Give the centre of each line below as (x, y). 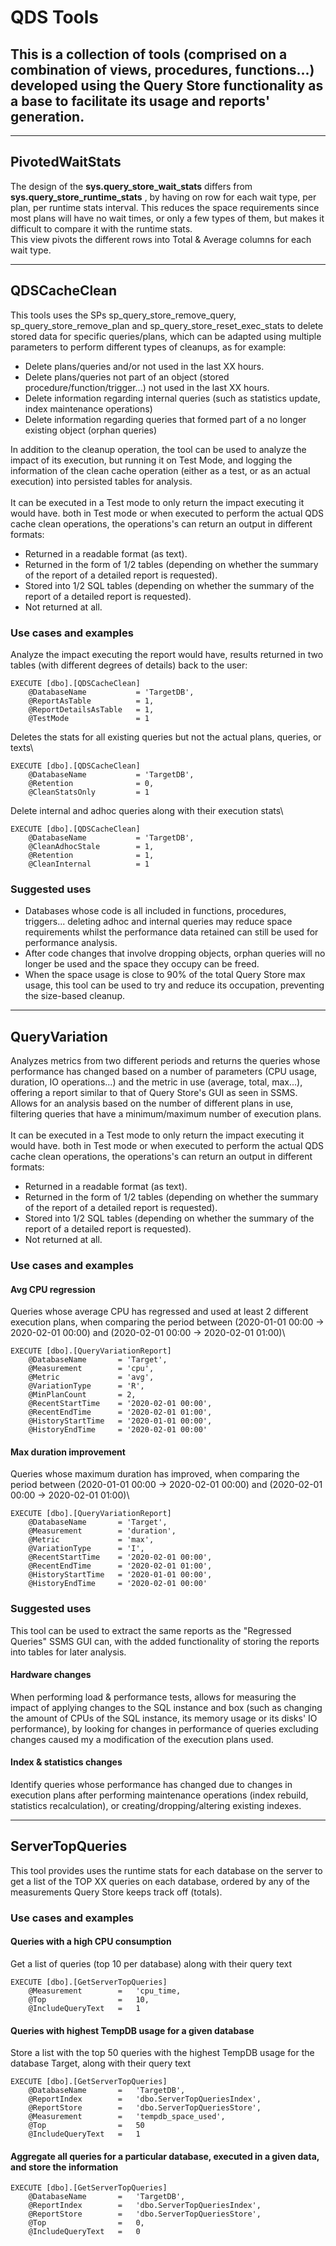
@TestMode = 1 (89, 718)
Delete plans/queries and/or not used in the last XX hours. (144, 366)
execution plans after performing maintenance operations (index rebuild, (159, 1795)
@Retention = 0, (91, 783)
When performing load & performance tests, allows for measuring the (153, 1697)
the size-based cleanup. (74, 996)
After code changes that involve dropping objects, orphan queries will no (175, 953)
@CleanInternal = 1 (89, 864)
